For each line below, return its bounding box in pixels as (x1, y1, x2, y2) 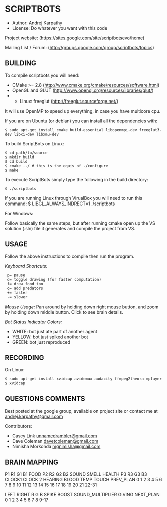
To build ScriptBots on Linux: (5, 140, 64, 146)
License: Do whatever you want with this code (12, 25, 108, 31)
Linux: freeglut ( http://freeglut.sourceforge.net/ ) (19, 98, 119, 104)
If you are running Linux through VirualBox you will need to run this (5, 195, 142, 201)
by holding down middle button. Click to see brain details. (5, 309, 123, 315)
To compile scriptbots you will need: (5, 72, 80, 78)
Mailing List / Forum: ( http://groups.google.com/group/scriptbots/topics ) (5, 44, 154, 50)
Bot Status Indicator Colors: (5, 319, 62, 325)
